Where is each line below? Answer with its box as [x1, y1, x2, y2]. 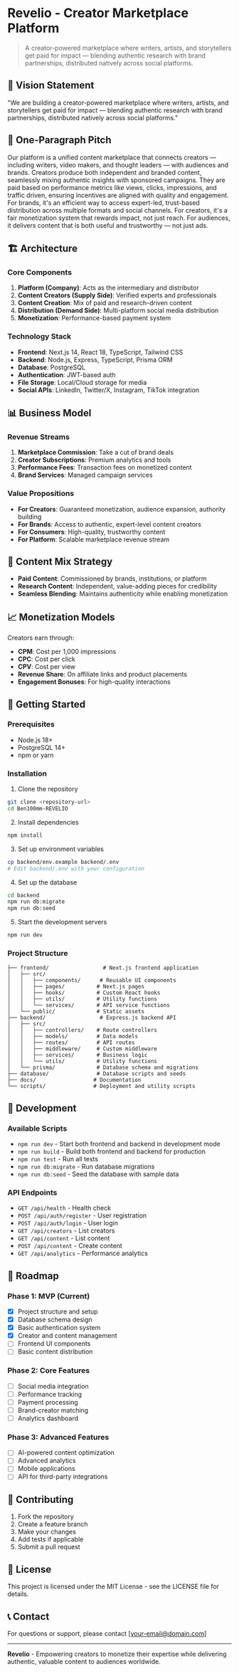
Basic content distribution [17, 1347, 93, 1356]
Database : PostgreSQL [17, 363, 86, 371]
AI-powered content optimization [17, 1448, 115, 1457]
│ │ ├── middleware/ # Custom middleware [7, 1045, 158, 1052]
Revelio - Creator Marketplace [7, 5, 189, 21]
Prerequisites [7, 719, 55, 729]
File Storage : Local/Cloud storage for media [17, 378, 147, 386]
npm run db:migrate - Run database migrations [17, 1162, 155, 1171]
